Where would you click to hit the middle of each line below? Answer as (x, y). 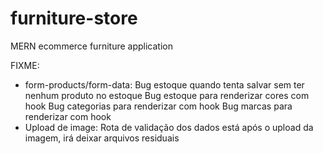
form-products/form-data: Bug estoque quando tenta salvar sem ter (164, 84)
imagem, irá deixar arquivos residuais (102, 138)
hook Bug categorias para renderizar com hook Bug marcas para (158, 106)
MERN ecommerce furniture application (91, 46)
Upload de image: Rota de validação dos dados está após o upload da (169, 127)
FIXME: (25, 65)
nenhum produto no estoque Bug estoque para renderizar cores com (167, 95)
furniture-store (74, 18)
